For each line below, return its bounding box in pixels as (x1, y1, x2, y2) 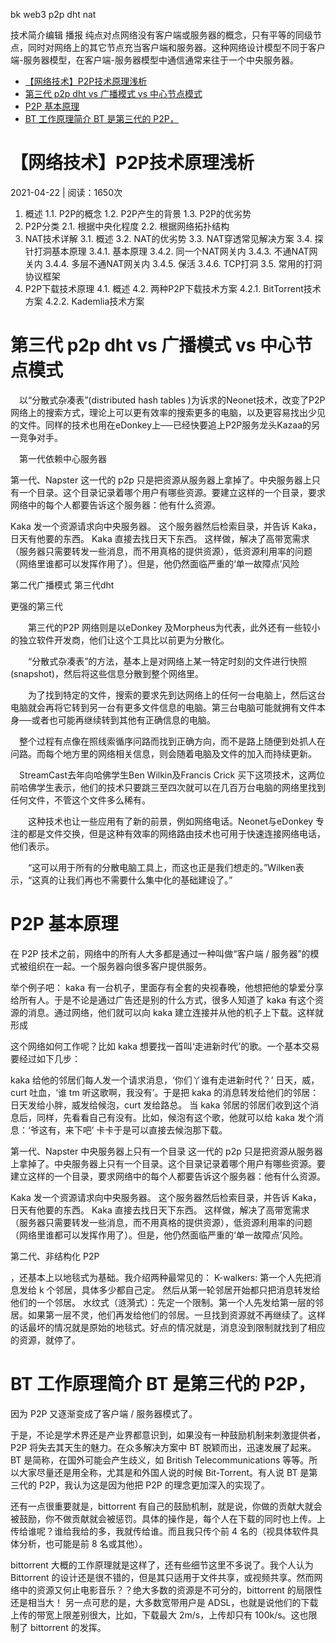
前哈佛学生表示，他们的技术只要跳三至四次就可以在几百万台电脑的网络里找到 (10, 781, 326, 793)
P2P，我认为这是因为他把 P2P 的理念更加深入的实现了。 (38, 1479, 270, 1491)
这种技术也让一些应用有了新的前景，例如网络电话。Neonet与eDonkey (27, 815, 314, 827)
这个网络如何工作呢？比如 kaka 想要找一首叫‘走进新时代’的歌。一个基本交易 (10, 1040, 320, 1052)
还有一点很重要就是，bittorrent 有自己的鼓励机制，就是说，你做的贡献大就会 (10, 1500, 323, 1512)
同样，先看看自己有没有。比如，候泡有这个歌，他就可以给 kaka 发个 (36, 1111, 315, 1123)
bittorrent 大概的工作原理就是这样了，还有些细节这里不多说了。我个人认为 (10, 1559, 314, 1571)
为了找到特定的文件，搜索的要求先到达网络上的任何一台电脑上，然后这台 (27, 689, 326, 701)
